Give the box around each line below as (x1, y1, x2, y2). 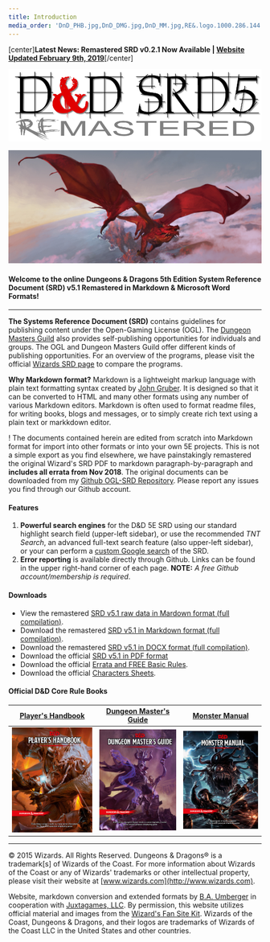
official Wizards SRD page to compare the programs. (8, 359, 183, 369)
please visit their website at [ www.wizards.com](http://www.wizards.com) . (8, 876, 256, 886)
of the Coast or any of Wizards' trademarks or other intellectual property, (8, 867, 251, 877)
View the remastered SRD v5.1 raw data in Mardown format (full (19, 608, 231, 618)
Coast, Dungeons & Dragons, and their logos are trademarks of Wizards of (8, 917, 255, 927)
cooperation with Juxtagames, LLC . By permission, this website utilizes (8, 900, 244, 910)
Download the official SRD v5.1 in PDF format (19, 651, 169, 661)
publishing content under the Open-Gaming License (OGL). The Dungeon (8, 326, 252, 335)
